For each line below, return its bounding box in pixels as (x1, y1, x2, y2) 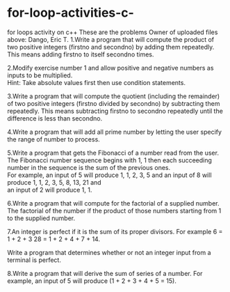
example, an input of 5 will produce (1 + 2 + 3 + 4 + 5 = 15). (7, 277, 177, 285)
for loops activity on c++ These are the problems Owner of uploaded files (7, 28, 218, 36)
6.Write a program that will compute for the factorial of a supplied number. (7, 199, 220, 207)
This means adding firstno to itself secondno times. (7, 50, 154, 59)
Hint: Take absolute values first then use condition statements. (7, 78, 186, 86)
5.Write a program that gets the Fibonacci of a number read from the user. (7, 148, 219, 157)
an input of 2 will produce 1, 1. (7, 185, 92, 194)
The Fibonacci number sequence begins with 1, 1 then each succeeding (7, 155, 212, 164)
